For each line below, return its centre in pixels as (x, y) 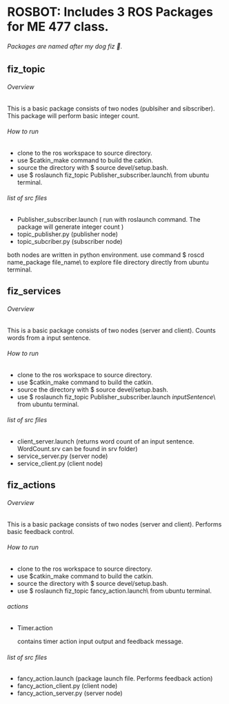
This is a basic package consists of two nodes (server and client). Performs (114, 524)
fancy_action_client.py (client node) (67, 686)
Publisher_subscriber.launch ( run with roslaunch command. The (109, 219)
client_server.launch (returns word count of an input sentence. (106, 441)
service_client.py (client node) (60, 463)
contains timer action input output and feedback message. (100, 641)
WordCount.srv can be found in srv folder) (77, 449)
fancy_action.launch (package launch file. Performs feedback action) (115, 678)
